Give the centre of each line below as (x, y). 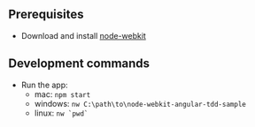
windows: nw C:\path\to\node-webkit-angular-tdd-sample (140, 103)
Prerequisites (46, 15)
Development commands (79, 64)
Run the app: (44, 85)
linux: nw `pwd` (61, 113)
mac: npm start (62, 94)
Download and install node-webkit (84, 35)
